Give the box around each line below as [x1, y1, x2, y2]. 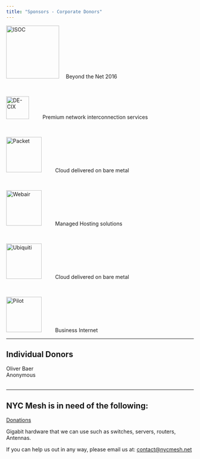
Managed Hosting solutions [55, 220, 123, 227]
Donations [6, 417, 32, 424]
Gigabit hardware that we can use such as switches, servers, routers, [6, 428, 176, 435]
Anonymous [6, 371, 36, 379]
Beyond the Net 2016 [65, 73, 118, 80]
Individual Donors [6, 349, 73, 359]
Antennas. [6, 435, 32, 442]
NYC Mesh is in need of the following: [6, 401, 149, 411]
